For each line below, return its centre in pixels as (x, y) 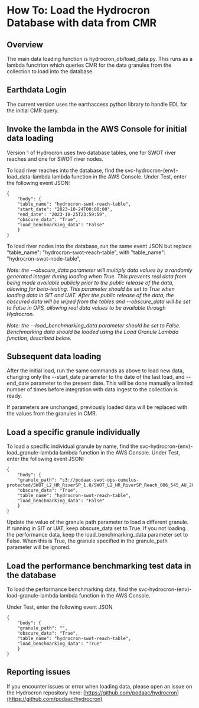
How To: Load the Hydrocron (78, 10)
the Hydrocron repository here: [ (46, 693)
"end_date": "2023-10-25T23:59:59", (63, 214)
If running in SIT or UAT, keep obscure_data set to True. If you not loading (96, 528)
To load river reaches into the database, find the (65, 170)
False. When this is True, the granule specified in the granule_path (87, 541)
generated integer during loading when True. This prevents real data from (97, 276)
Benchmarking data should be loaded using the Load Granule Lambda (93, 332)
